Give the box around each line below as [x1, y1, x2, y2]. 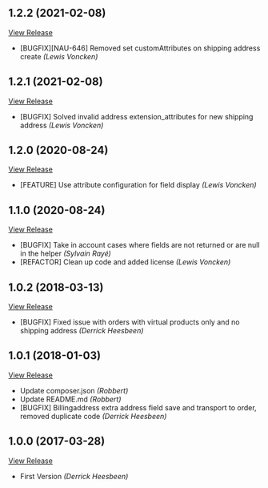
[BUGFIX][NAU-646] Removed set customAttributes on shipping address [19, 43, 261, 53]
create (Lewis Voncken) [19, 51, 98, 61]
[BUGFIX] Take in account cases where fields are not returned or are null [19, 240, 260, 250]
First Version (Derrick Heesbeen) [19, 471, 129, 481]
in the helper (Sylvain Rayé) [19, 248, 112, 259]
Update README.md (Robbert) [19, 394, 122, 404]
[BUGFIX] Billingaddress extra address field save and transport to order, [19, 402, 258, 412]
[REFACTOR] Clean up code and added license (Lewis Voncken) [19, 257, 231, 267]
